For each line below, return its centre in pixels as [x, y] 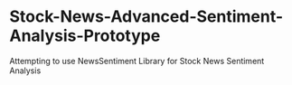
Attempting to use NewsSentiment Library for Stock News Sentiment [137, 61]
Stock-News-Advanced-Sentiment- [146, 17]
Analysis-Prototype [85, 36]
